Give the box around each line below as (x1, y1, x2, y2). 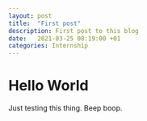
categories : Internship (8, 42, 89, 50)
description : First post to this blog (8, 27, 139, 35)
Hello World (8, 77, 89, 95)
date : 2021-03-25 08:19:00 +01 (8, 34, 121, 43)
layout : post (8, 11, 52, 20)
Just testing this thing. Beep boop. (8, 103, 123, 113)
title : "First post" (8, 19, 82, 27)
